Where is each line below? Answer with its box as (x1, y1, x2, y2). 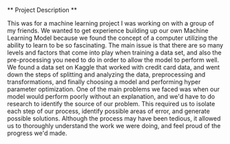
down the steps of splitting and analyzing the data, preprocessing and (7, 70, 206, 79)
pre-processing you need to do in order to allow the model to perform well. (7, 56, 219, 64)
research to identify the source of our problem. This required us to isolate (7, 100, 216, 107)
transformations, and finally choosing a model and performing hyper (7, 78, 201, 85)
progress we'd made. (7, 129, 67, 137)
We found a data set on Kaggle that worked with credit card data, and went (7, 63, 220, 71)
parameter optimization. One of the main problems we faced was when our (7, 85, 220, 93)
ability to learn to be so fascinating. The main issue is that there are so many (7, 41, 224, 49)
